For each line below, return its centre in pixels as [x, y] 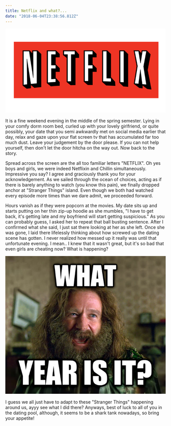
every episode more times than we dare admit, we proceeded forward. [79, 196]
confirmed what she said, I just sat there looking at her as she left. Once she [85, 228]
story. [11, 154]
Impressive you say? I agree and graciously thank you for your [70, 174]
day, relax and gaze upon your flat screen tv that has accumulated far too [82, 137]
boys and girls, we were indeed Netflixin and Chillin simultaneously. [76, 169]
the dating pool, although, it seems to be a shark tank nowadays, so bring [82, 413]
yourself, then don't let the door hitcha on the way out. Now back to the [80, 148]
